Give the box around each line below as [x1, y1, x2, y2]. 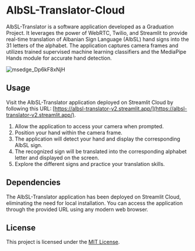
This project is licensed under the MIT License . [6, 239, 120, 246]
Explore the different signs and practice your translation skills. [14, 160, 165, 167]
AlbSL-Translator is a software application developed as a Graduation [6, 23, 174, 30]
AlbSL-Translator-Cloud [6, 4, 125, 17]
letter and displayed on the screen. [14, 154, 100, 161]
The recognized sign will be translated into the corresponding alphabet [14, 148, 187, 155]
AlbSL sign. [14, 141, 42, 148]
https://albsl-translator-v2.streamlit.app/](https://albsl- [54, 105, 187, 112]
